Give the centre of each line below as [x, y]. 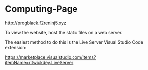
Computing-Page [41, 9]
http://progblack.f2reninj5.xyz [36, 23]
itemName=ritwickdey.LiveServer [39, 62]
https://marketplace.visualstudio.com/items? [51, 57]
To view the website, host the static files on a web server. [64, 32]
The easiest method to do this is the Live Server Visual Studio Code [74, 42]
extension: [16, 47]
